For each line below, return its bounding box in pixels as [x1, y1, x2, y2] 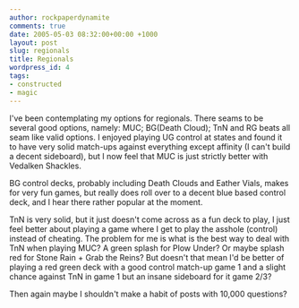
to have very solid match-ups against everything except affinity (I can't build [9, 141, 291, 152]
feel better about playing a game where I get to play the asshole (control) [9, 223, 278, 234]
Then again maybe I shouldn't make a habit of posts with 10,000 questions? [9, 288, 288, 299]
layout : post [9, 38, 58, 47]
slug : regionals [9, 47, 70, 56]
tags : [9, 72, 30, 81]
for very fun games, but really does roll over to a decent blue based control [9, 187, 286, 198]
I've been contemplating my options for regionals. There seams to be [9, 113, 264, 124]
